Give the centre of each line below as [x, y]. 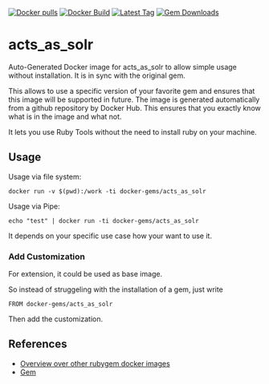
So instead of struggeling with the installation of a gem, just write [116, 289]
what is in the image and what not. [65, 116]
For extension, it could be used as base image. [86, 274]
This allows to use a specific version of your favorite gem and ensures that [132, 91]
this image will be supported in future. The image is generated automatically [134, 99]
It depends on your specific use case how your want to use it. [110, 236]
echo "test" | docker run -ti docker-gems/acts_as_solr [104, 220]
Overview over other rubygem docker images [95, 363]
